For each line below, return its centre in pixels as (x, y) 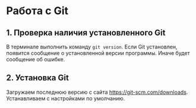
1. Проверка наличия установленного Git (86, 33)
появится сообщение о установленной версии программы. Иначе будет (98, 53)
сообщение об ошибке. (36, 59)
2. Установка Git (38, 78)
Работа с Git (37, 11)
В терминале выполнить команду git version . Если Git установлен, (92, 47)
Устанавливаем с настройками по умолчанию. (66, 98)
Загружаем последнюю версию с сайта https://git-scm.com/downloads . (97, 92)
